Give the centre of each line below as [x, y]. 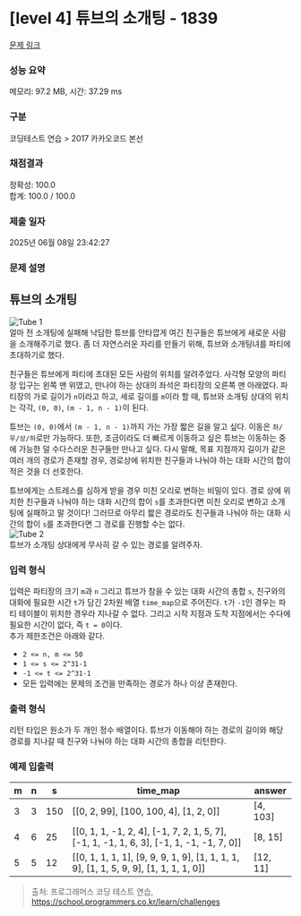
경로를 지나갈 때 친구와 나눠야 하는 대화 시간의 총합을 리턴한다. [118, 741]
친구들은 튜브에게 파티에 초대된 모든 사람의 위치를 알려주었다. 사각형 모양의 [140, 373]
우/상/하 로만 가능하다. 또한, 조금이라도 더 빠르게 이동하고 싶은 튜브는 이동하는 [143, 437]
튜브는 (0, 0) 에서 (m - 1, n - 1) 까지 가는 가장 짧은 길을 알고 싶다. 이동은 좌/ [146, 426]
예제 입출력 [32, 766]
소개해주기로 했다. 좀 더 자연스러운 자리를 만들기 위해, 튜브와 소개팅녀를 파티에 [155, 343]
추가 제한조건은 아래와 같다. [57, 636]
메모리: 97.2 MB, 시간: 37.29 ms [66, 91]
